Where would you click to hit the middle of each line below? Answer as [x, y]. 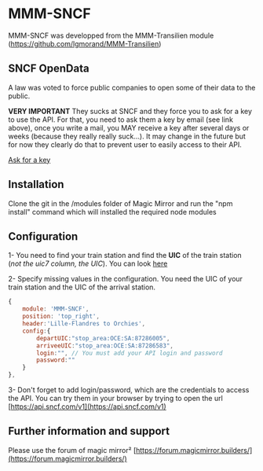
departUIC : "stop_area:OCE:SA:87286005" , [103, 338]
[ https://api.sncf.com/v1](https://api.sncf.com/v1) [87, 407]
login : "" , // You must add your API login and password [130, 353]
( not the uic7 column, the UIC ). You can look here [88, 263]
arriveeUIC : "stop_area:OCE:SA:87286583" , [105, 346]
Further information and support [89, 431]
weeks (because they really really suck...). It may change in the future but [127, 136]
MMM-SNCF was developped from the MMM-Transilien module [111, 35]
